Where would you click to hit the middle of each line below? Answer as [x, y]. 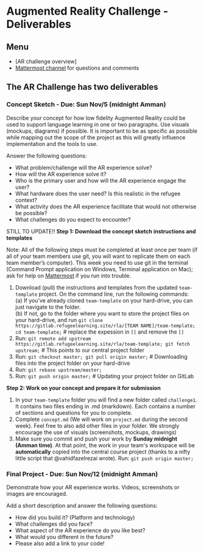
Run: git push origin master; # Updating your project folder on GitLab [104, 376]
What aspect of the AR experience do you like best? [80, 530]
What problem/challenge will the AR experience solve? [83, 167]
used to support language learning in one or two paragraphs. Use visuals [98, 124]
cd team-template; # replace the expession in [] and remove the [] [100, 332]
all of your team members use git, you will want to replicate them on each [98, 256]
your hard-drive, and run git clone [59, 320]
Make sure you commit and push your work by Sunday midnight [96, 439]
